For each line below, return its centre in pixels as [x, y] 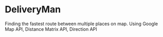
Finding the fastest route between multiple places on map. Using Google [81, 24]
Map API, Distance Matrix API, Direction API [51, 29]
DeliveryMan [33, 10]
